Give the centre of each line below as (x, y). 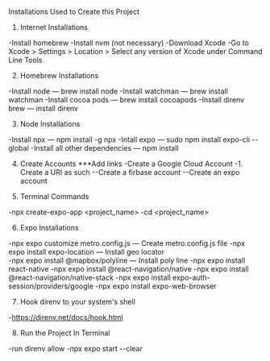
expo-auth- (191, 278)
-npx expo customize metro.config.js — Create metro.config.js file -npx (127, 243)
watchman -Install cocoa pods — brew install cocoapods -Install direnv (127, 100)
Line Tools (25, 60)
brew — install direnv (44, 108)
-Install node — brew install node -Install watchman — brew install (118, 91)
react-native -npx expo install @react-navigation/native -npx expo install (129, 269)
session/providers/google (51, 286)
